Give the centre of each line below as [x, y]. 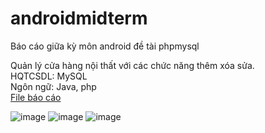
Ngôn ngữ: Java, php [53, 86]
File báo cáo [36, 97]
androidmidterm [79, 18]
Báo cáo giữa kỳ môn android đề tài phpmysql [105, 46]
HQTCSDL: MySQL [49, 76]
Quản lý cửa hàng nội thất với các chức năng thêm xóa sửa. [132, 65]
